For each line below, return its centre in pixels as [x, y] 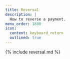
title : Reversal [22, 10]
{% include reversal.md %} [33, 52]
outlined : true [25, 38]
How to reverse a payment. [38, 19]
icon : [11, 28]
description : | [21, 14]
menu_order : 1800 [23, 24]
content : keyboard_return [37, 33]
